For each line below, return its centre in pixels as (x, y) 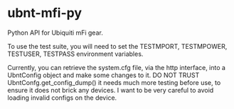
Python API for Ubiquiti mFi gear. (55, 33)
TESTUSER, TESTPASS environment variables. (75, 54)
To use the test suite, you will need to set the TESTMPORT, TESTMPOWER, (117, 46)
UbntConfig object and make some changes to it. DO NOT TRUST (103, 75)
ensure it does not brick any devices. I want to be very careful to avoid (111, 90)
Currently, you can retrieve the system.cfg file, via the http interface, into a (117, 67)
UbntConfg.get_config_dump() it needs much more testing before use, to (114, 82)
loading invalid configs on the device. (62, 98)
